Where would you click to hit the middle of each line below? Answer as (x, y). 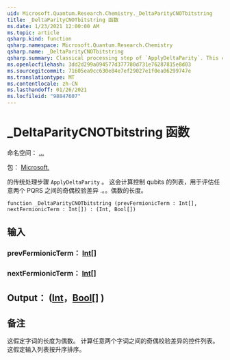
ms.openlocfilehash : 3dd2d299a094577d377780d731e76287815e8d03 (99, 64)
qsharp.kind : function (39, 39)
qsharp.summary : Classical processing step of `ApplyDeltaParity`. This (113, 58)
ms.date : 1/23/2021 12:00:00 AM (53, 26)
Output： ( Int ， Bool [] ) (56, 298)
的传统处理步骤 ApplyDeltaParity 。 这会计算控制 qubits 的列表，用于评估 (111, 182)
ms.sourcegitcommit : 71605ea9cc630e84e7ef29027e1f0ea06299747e (99, 71)
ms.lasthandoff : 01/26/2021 (47, 90)
